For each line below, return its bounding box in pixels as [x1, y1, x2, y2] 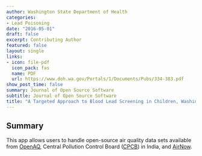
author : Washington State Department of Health [6, 8, 128, 15]
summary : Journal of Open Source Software [6, 87, 114, 93]
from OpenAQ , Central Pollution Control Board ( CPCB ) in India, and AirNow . [6, 143, 192, 151]
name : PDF [11, 70, 36, 76]
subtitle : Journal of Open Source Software [6, 93, 117, 99]
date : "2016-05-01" [6, 25, 55, 32]
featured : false [6, 43, 47, 49]
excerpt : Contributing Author [6, 37, 82, 43]
